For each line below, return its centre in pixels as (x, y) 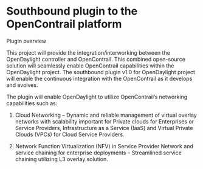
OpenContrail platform (64, 24)
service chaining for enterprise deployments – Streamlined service (98, 153)
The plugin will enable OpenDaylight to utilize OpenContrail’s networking (97, 97)
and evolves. (22, 85)
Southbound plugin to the (72, 11)
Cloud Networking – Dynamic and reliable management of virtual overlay (106, 115)
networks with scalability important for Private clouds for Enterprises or (105, 121)
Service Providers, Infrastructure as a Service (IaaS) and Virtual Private (104, 128)
